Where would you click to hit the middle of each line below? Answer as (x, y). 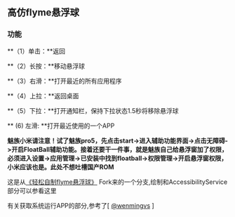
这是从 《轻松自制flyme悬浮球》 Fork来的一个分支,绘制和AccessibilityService (117, 182)
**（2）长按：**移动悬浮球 (46, 66)
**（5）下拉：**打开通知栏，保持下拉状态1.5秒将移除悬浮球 (93, 110)
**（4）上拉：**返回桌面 (43, 96)
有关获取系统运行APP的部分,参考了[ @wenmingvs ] (81, 205)
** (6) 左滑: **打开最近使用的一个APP (61, 126)
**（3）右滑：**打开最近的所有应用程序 (65, 81)
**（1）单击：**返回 (36, 51)
